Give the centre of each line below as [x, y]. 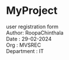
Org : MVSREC [24, 45]
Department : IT [25, 51]
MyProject [32, 11]
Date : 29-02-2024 [29, 39]
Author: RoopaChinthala [35, 32]
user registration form [32, 27]
